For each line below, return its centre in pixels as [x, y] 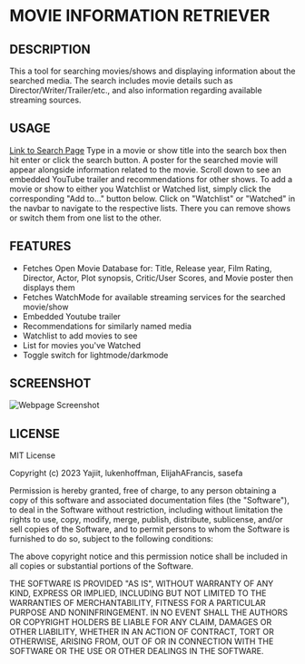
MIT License [33, 455]
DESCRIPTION [50, 49]
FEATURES [40, 246]
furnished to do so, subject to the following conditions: [111, 539]
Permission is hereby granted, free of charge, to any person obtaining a [143, 491]
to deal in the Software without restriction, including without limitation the [146, 510]
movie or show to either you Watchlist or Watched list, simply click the [140, 189]
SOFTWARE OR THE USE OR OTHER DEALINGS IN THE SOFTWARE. [137, 651]
